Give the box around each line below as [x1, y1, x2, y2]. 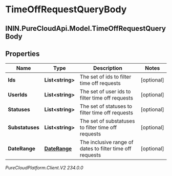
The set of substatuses [79, 118, 135, 125]
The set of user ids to [79, 88, 131, 95]
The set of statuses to [79, 103, 132, 110]
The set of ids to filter [79, 73, 132, 81]
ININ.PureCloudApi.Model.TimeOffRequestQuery [5, 24, 166, 33]
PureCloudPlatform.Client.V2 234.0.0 [5, 165, 83, 171]
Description [93, 65, 123, 72]
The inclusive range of [79, 139, 134, 146]
